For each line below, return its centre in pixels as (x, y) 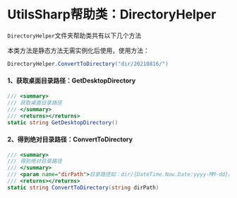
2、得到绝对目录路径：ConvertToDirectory (70, 139)
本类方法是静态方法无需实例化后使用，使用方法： (78, 50)
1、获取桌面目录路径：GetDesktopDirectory (72, 81)
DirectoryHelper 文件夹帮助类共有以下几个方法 (74, 35)
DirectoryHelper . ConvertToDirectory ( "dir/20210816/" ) (88, 64)
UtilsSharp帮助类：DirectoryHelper (112, 14)
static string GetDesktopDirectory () (63, 122)
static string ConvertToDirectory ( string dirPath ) (83, 187)
